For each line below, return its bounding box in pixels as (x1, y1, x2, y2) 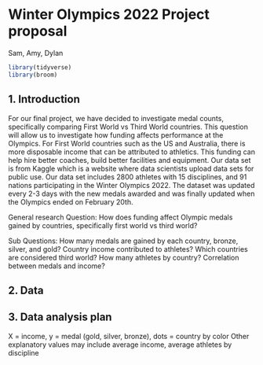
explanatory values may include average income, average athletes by (8, 340, 232, 349)
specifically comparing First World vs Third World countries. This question (8, 122, 249, 131)
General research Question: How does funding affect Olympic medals (8, 212, 233, 222)
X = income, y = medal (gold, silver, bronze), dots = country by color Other (8, 331, 250, 341)
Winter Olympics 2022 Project (8, 6, 210, 24)
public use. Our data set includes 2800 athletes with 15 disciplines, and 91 (8, 171, 247, 182)
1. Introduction (8, 93, 80, 106)
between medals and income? (8, 261, 106, 271)
